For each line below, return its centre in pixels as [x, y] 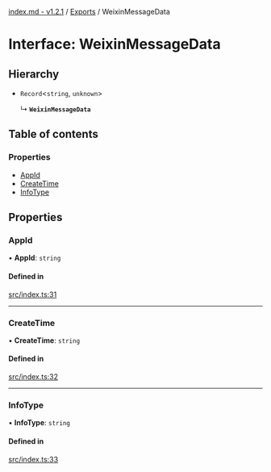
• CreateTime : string [44, 340]
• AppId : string [35, 258]
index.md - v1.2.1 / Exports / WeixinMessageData [90, 12]
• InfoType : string [40, 423]
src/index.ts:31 [33, 294]
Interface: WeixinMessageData [115, 44]
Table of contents [53, 134]
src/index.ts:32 [33, 377]
